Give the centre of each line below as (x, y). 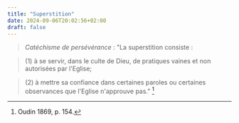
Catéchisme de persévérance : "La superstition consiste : (109, 48)
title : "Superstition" (41, 14)
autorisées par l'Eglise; (58, 69)
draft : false (27, 27)
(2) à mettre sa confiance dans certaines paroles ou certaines (115, 82)
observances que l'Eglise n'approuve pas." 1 (89, 91)
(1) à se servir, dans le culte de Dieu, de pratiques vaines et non (118, 61)
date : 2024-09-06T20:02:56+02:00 (57, 21)
